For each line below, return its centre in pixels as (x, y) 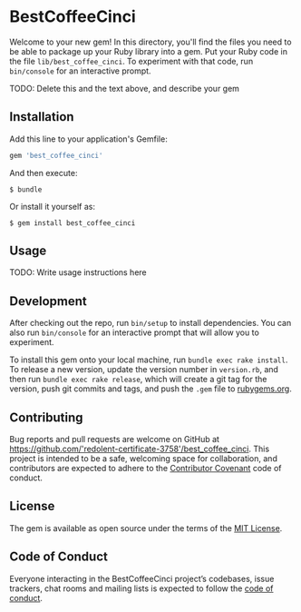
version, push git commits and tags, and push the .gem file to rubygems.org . (151, 389)
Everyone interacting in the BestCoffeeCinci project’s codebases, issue (142, 578)
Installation (42, 117)
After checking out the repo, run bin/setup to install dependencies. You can (150, 323)
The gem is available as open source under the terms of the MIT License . (146, 528)
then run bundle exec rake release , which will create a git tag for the (138, 380)
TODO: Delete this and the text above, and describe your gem (125, 88)
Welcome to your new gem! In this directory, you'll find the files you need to (150, 42)
